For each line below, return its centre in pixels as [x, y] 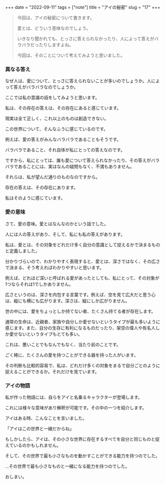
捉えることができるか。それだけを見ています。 [52, 372]
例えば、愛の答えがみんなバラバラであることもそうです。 [63, 139]
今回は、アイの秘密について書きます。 [56, 18]
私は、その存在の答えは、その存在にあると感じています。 [63, 108]
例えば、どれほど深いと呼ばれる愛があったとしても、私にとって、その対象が [82, 278]
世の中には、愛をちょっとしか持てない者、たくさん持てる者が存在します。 [81, 311]
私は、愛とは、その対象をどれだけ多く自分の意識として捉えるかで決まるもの [83, 244]
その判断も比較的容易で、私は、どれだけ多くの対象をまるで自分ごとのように [83, 365]
